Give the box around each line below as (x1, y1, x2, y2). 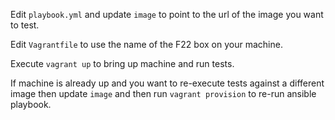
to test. (10, 19, 40, 31)
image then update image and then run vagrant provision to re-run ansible (10, 88, 317, 99)
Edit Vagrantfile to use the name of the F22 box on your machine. (10, 39, 283, 50)
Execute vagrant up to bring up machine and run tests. (10, 58, 235, 69)
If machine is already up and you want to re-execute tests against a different (10, 77, 325, 89)
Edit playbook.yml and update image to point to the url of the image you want (10, 9, 324, 20)
